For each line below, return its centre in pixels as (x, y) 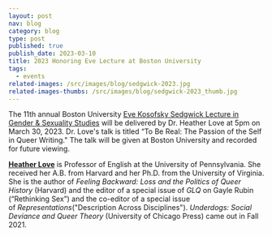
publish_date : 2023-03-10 (52, 54)
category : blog (34, 31)
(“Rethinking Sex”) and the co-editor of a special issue (99, 199)
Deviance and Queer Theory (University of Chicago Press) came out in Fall (134, 217)
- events (30, 76)
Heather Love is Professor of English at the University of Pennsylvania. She (135, 165)
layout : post (30, 16)
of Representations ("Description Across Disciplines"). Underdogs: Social (130, 208)
